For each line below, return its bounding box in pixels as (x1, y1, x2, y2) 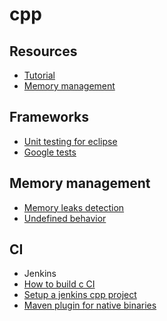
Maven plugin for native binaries (23, 299, 157, 312)
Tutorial (23, 69, 56, 81)
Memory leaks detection (23, 201, 125, 213)
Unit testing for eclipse (23, 135, 118, 147)
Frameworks (9, 109, 90, 126)
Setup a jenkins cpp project (23, 289, 137, 301)
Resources (9, 43, 78, 60)
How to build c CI (23, 278, 96, 290)
